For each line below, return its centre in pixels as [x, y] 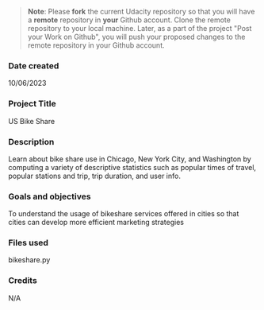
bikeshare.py [29, 260]
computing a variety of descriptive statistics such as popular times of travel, [132, 167]
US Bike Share [32, 121]
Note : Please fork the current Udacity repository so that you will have [141, 12]
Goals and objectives [50, 196]
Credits [23, 281]
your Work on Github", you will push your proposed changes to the [136, 37]
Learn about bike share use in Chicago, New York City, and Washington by [130, 159]
